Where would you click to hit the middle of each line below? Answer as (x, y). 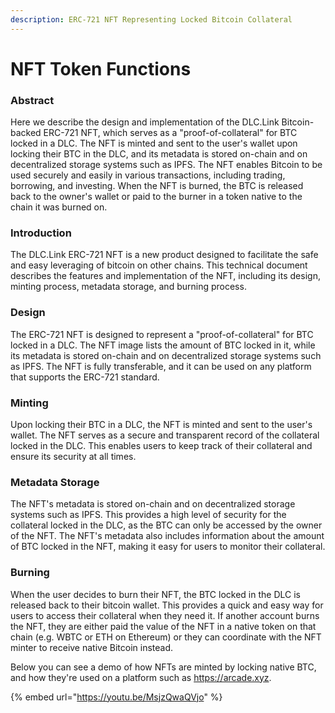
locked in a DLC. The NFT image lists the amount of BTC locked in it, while (163, 345)
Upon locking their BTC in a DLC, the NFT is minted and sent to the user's (161, 424)
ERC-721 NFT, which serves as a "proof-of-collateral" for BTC (170, 133)
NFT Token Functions (101, 68)
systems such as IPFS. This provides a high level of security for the (148, 515)
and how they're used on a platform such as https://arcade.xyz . (141, 677)
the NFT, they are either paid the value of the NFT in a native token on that (163, 626)
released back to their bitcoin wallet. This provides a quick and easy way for (167, 605)
